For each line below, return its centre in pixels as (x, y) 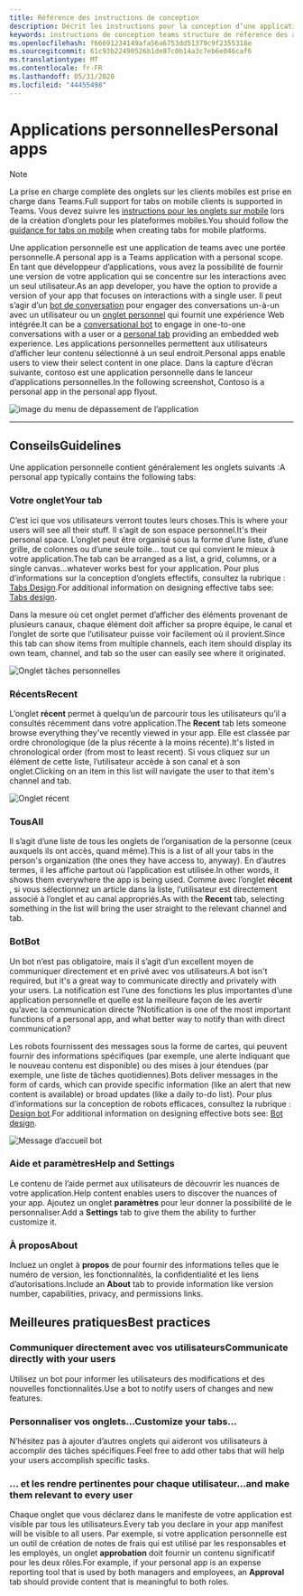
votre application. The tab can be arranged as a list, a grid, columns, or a (143, 559)
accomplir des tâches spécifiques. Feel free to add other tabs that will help (147, 1450)
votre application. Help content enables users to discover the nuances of (143, 1193)
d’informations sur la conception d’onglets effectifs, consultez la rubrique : (147, 577)
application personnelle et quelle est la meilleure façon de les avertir (136, 1000)
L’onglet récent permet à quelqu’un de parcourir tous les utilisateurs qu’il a (148, 713)
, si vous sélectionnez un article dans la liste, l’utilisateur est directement (143, 889)
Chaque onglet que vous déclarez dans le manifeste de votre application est (151, 1515)
